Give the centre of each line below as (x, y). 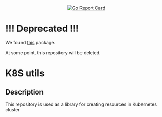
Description (24, 92)
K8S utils (25, 73)
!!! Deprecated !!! (42, 29)
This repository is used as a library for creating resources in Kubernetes (81, 104)
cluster (13, 109)
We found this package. (30, 42)
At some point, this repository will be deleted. (53, 52)
